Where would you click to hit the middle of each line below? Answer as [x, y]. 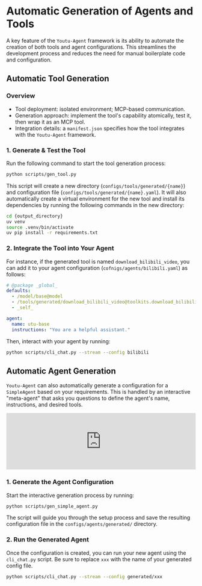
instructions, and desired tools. [44, 405]
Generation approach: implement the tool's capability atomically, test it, [103, 115]
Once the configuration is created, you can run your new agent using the [96, 553]
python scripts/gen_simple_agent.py [52, 506]
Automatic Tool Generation [58, 79]
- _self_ [23, 308]
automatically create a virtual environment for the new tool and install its [96, 198]
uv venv [16, 222]
